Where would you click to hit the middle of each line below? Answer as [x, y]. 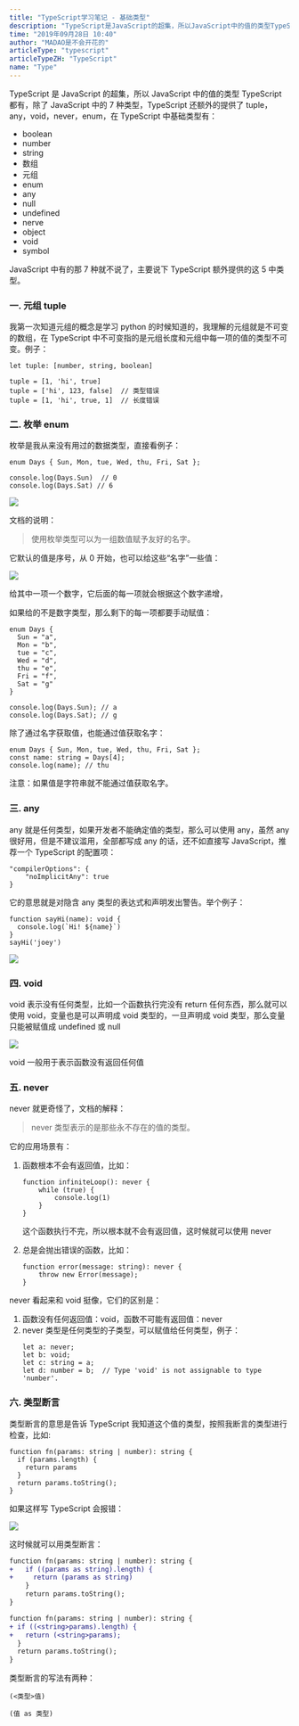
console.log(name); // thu [59, 766]
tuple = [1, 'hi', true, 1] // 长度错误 [85, 401]
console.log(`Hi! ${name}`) [69, 927]
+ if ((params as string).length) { [81, 1569]
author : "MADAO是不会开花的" [59, 42]
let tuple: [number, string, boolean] [81, 366]
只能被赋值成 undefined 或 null [65, 1027]
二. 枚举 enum [39, 424]
